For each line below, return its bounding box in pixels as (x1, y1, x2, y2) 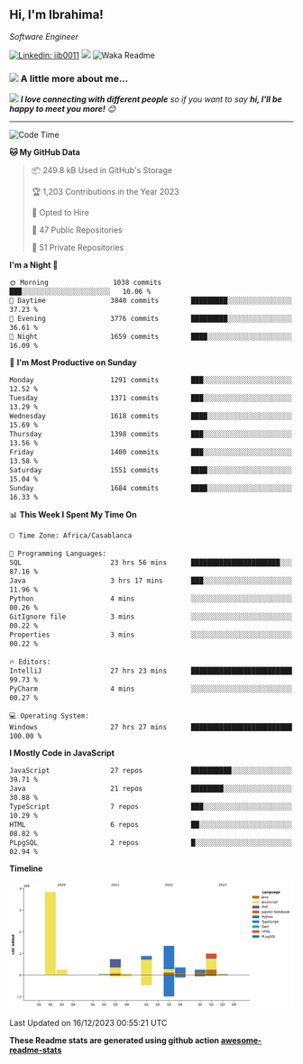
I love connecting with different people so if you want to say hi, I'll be (20, 94, 282, 105)
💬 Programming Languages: (9, 549, 106, 558)
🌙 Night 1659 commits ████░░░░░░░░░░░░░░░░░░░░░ (9, 333, 293, 342)
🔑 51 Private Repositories (31, 243, 124, 253)
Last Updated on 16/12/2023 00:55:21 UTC (9, 1018, 168, 1029)
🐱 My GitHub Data (9, 147, 81, 158)
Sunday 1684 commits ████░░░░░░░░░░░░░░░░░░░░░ (9, 484, 293, 493)
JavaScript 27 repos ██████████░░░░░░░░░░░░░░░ (9, 766, 293, 775)
